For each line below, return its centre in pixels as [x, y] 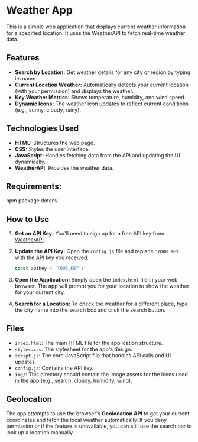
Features [23, 58]
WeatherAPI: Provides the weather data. [64, 168]
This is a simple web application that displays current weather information [96, 27]
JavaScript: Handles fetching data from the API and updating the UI [97, 155]
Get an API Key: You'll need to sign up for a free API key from [89, 234]
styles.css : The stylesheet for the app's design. [74, 349]
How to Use [28, 219]
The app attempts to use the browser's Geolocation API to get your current [98, 413]
